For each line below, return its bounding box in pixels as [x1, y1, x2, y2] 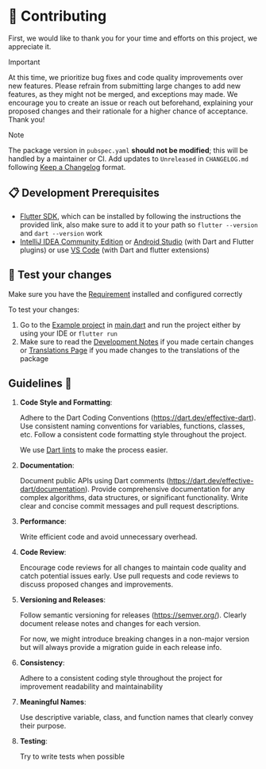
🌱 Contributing [8, 7, 107, 25]
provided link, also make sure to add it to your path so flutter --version [19, 220, 258, 229]
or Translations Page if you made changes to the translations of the [19, 345, 241, 355]
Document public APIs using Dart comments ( [19, 476, 169, 486]
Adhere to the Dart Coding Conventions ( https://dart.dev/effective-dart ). [19, 413, 256, 423]
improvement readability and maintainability [19, 682, 164, 691]
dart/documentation [19, 484, 86, 494]
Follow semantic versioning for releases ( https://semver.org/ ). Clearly [19, 610, 247, 620]
